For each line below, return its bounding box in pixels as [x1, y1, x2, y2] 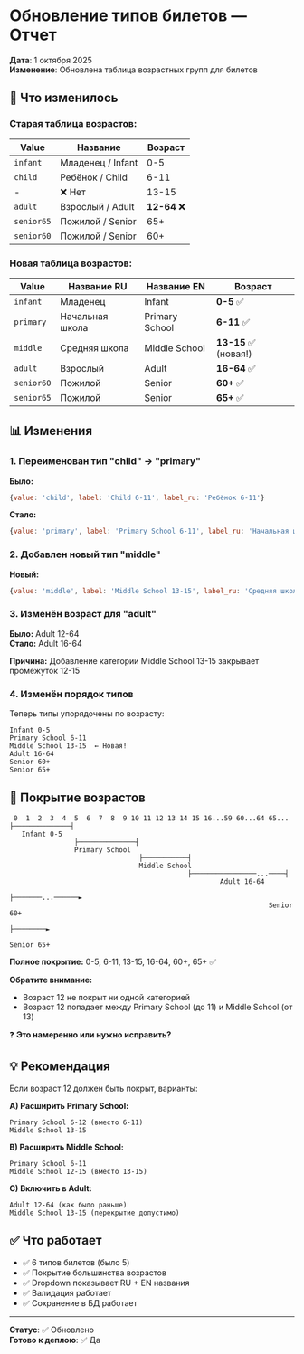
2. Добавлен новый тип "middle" [9, 548, 161, 561]
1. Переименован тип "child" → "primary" [9, 455, 201, 468]
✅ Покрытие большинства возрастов [22, 1267, 167, 1278]
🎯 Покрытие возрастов [9, 790, 147, 805]
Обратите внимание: [9, 974, 93, 985]
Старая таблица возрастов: [9, 118, 138, 130]
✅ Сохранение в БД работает [22, 1297, 138, 1308]
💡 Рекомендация [9, 1059, 110, 1075]
